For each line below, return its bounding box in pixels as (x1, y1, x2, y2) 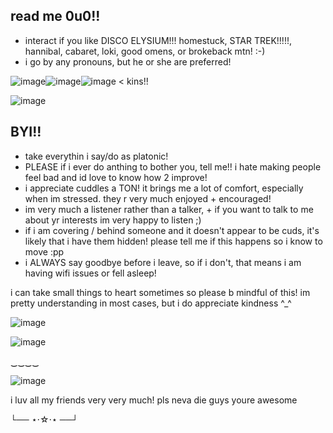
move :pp (24, 245, 65, 258)
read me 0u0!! (10, 8, 101, 25)
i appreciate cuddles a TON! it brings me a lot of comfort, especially (24, 182, 304, 194)
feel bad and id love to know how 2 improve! (24, 171, 208, 183)
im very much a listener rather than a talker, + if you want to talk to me (24, 203, 314, 215)
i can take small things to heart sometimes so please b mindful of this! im (10, 286, 311, 298)
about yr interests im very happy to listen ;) (24, 214, 202, 226)
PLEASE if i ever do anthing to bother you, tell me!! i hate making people (24, 160, 322, 173)
